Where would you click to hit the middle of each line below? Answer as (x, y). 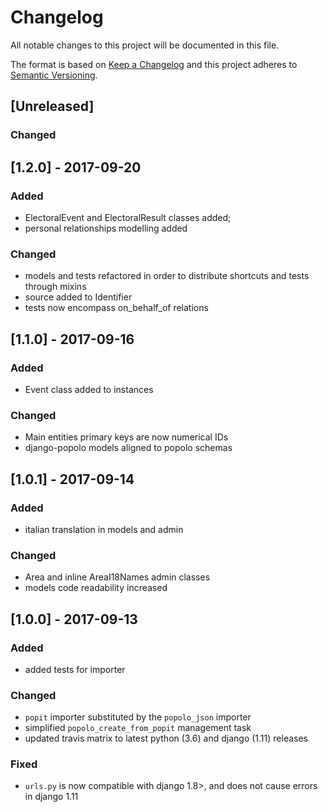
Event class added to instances (89, 389)
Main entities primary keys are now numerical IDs (126, 437)
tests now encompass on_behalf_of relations (116, 308)
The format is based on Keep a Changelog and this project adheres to (154, 64)
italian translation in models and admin (104, 529)
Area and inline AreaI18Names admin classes (117, 577)
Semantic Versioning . (54, 75)
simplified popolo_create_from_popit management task (138, 728)
